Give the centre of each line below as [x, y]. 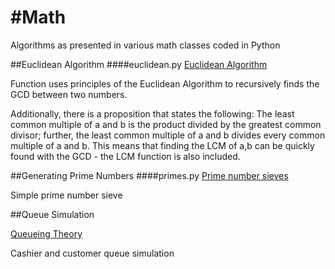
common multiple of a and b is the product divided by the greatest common [166, 124]
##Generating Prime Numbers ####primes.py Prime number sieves [149, 175]
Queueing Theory [46, 233]
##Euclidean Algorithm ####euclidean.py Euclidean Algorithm [139, 64]
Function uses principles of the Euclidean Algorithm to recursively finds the [165, 83]
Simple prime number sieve [66, 195]
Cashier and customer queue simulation [92, 253]
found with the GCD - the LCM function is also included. [125, 156]
